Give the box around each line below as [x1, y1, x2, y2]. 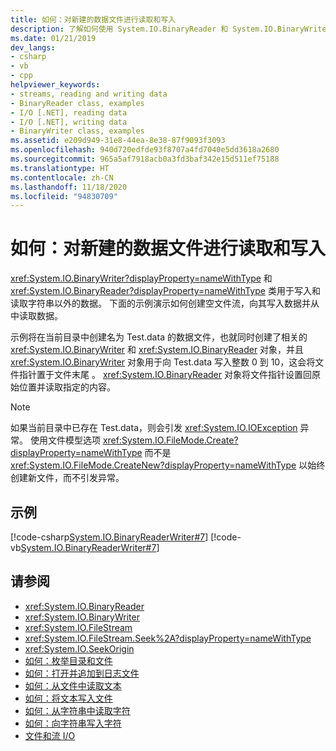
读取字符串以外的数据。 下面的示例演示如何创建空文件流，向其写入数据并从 [10, 297, 320, 310]
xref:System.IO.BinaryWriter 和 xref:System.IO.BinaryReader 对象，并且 [10, 344, 305, 356]
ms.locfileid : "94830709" [10, 191, 118, 201]
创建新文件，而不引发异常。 [10, 472, 125, 484]
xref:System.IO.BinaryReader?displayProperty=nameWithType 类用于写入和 [10, 285, 321, 297]
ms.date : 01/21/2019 [10, 33, 97, 43]
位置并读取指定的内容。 [18, 381, 116, 393]
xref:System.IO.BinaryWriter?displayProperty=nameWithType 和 [10, 272, 273, 285]
